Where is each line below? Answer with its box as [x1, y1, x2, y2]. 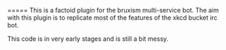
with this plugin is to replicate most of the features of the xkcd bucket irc [7, 13, 218, 22]
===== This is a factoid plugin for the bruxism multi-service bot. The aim [7, 6, 220, 14]
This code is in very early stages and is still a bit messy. [7, 35, 169, 43]
